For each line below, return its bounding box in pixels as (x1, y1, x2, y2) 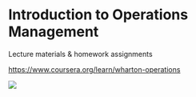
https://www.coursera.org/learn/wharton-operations (8, 64, 181, 74)
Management (8, 22, 99, 41)
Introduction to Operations (8, 6, 189, 24)
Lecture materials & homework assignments (8, 49, 154, 59)
